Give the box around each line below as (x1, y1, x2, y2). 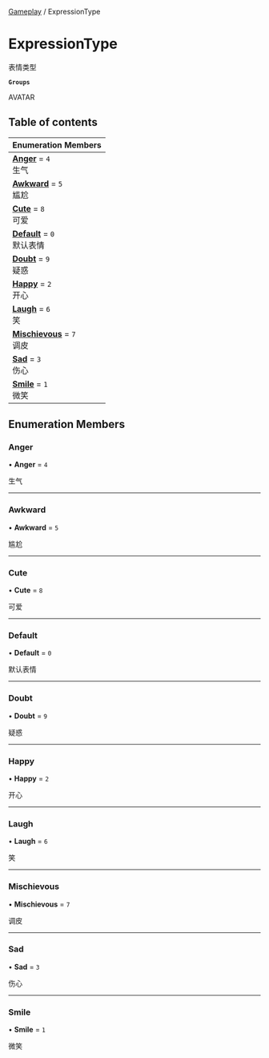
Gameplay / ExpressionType (8, 7, 101, 16)
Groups (8, 78, 30, 87)
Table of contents (8, 115, 98, 129)
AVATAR (8, 92, 35, 102)
